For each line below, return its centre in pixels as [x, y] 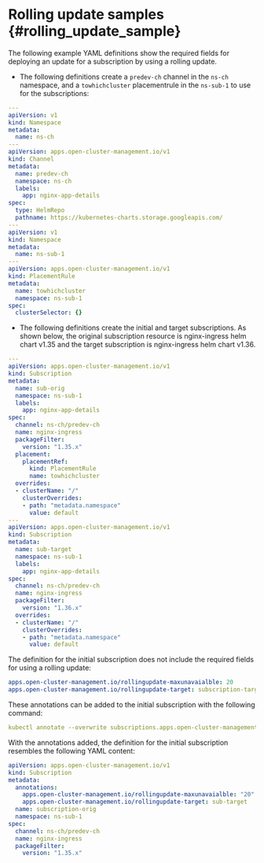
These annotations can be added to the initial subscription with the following [132, 705]
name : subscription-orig [56, 809]
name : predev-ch [42, 174]
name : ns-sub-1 [40, 254]
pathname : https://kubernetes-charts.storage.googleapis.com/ [119, 218]
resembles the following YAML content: [71, 750]
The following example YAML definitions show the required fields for [119, 53]
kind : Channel [31, 159]
